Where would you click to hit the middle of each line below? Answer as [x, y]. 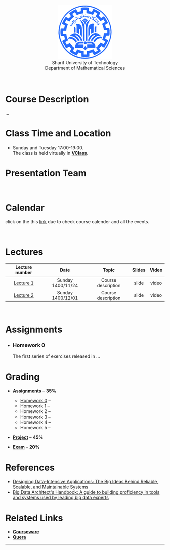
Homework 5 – [35, 427]
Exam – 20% [26, 447]
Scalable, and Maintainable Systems [50, 487]
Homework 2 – [35, 411]
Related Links [34, 518]
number [24, 273]
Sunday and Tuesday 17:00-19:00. [48, 147]
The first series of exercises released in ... [56, 356]
